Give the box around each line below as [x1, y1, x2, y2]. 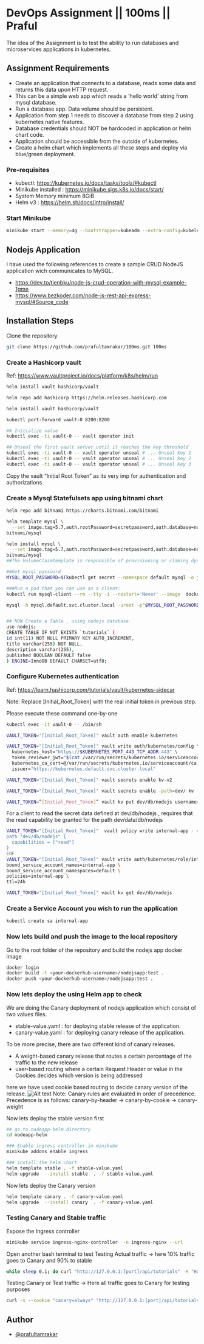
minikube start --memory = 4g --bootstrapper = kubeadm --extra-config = [6, 228, 183, 234]
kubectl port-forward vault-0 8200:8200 [6, 416, 110, 422]
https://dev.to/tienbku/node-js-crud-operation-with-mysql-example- [15, 279, 187, 286]
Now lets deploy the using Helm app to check [6, 990, 143, 999]
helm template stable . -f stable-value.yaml [6, 1165, 123, 1171]
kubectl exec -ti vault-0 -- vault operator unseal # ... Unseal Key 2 [6, 456, 191, 462]
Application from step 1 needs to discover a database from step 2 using [15, 111, 194, 119]
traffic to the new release [15, 1058, 78, 1066]
